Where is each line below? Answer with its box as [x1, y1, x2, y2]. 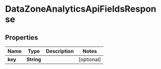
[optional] [78, 56, 102, 63]
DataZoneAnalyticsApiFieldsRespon [5, 3, 157, 15]
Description [46, 48, 74, 54]
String [26, 56, 41, 63]
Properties [5, 33, 38, 42]
